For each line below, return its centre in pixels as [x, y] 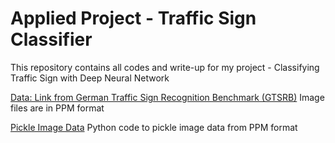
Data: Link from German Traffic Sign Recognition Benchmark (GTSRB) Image [167, 97]
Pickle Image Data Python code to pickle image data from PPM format [154, 127]
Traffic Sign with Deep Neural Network [90, 78]
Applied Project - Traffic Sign [133, 18]
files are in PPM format [57, 108]
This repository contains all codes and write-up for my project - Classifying [165, 67]
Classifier [51, 39]
